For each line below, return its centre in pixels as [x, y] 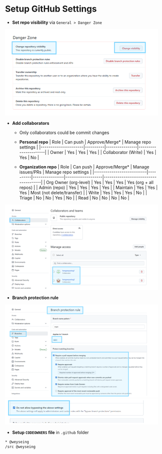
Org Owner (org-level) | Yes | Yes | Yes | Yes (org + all [100, 183]
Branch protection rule [35, 298]
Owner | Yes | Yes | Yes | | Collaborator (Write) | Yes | [103, 152]
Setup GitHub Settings [51, 9]
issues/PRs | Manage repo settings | [55, 172]
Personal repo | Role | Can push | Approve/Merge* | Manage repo [85, 142]
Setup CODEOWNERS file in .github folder [50, 432]
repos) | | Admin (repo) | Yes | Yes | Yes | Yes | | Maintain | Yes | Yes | [88, 187]
